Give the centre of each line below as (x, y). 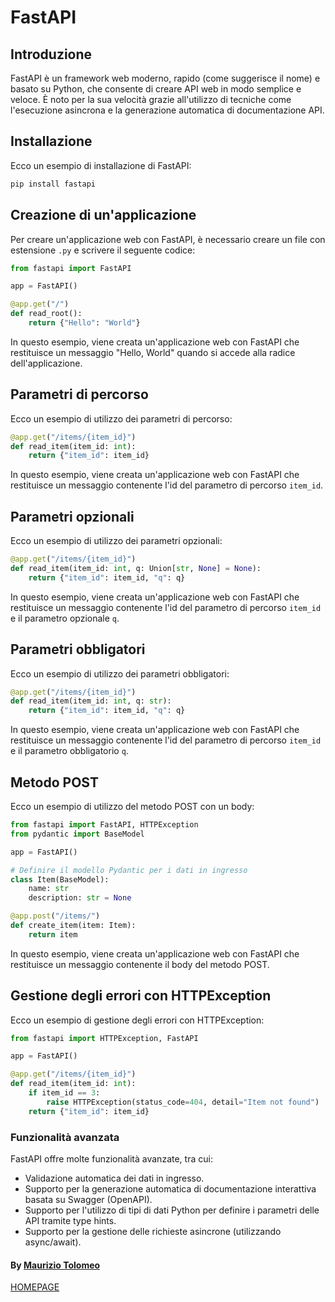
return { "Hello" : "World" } (84, 323)
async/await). (53, 1242)
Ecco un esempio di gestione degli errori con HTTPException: (137, 1020)
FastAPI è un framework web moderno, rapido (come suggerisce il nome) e (165, 78)
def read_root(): (46, 314)
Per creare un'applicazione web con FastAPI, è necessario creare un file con (168, 239)
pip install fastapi (53, 184)
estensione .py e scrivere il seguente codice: (103, 250)
